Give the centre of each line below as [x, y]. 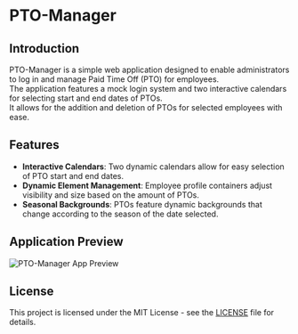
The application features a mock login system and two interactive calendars [148, 89]
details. [23, 322]
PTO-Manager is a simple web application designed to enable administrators [149, 69]
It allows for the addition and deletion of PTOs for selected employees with [146, 107]
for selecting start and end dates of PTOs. [86, 98]
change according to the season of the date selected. [120, 214]
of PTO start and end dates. [73, 175]
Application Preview [66, 242]
